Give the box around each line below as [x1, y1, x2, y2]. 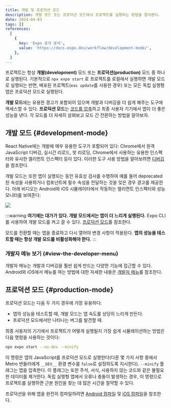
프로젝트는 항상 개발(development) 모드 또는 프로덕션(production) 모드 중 [5, 69, 156, 75]
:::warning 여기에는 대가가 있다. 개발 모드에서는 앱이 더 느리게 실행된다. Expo [5, 213, 158, 219]
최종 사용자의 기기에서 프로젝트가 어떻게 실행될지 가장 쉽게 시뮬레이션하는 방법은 [5, 328, 165, 334]
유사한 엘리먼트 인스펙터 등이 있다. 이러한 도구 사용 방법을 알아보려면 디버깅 [14, 156, 165, 162]
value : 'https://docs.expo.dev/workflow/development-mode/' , [18, 45, 152, 50]
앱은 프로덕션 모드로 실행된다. [5, 89, 64, 95]
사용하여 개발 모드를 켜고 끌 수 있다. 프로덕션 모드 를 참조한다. [10, 219, 132, 225]
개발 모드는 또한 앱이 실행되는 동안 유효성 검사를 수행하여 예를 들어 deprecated [5, 173, 163, 179]
